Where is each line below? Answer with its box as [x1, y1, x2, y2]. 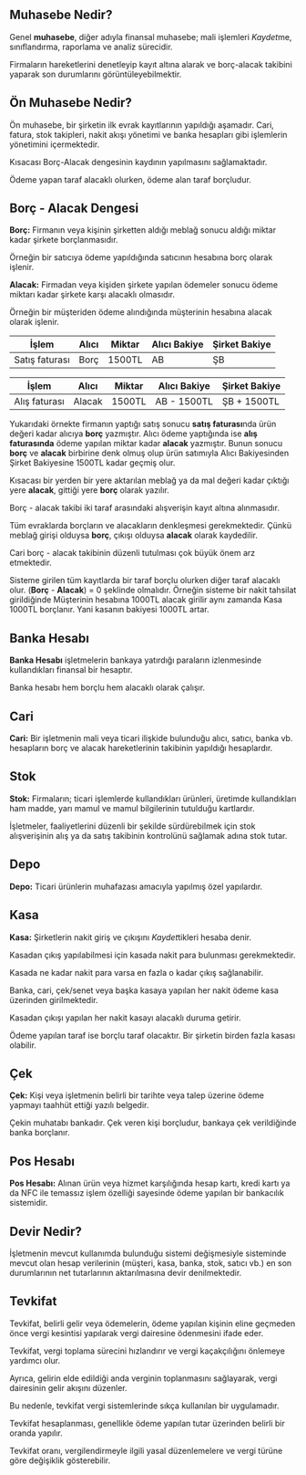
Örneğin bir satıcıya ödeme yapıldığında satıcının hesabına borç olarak [9, 252, 273, 263]
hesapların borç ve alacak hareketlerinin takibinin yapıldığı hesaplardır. [9, 743, 273, 754]
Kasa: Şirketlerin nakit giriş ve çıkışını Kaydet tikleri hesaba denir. [9, 931, 252, 943]
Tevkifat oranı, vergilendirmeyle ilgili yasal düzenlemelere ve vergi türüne [9, 1445, 283, 1456]
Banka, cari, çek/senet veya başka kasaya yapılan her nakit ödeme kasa [9, 985, 280, 996]
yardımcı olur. [9, 1355, 61, 1365]
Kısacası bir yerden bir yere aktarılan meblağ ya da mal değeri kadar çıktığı [9, 475, 290, 486]
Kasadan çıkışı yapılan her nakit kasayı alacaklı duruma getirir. [9, 1012, 241, 1023]
